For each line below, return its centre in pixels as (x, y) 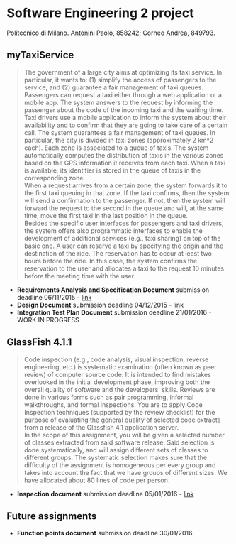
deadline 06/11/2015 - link (54, 297)
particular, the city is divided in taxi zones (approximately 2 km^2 (119, 140)
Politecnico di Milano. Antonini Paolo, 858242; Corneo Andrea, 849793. (111, 33)
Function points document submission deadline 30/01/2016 (105, 533)
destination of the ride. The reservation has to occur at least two (118, 253)
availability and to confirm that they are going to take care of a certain (126, 125)
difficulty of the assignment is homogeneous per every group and (120, 465)
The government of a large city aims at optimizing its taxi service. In (123, 72)
